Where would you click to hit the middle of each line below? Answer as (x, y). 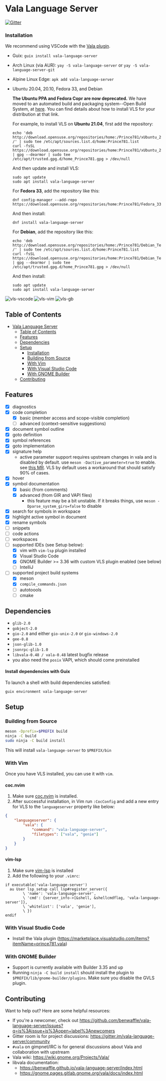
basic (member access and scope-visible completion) (75, 418)
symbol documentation (36, 484)
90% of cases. (35, 473)
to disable (92, 506)
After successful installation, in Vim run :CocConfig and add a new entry (85, 802)
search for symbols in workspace (46, 511)
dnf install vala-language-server (48, 223)
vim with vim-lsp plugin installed (53, 550)
